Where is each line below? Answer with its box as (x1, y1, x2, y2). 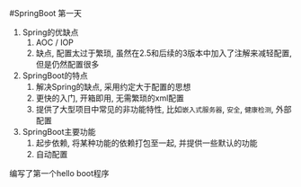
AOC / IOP (35, 37, 75, 48)
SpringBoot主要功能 (22, 127, 96, 137)
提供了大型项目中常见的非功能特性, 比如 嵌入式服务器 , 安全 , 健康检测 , (35, 104, 274, 114)
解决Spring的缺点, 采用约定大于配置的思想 (35, 82, 191, 92)
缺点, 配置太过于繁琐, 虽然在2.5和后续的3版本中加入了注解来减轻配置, (35, 48, 292, 58)
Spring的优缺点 (22, 27, 79, 38)
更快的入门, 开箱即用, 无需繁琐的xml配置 (35, 93, 184, 103)
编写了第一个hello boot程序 (9, 168, 110, 178)
